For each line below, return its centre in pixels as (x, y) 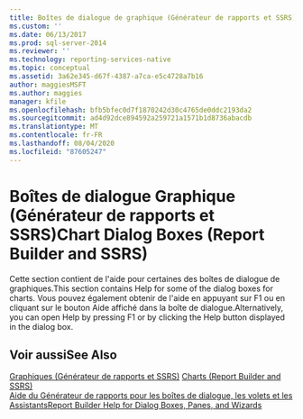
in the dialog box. (41, 326)
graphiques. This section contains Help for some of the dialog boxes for (141, 288)
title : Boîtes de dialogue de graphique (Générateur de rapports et (141, 18)
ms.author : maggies (46, 93)
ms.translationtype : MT (54, 127)
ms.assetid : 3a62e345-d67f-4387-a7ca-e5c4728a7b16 (106, 77)
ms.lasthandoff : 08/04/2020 (62, 143)
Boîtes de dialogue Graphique (123, 196)
